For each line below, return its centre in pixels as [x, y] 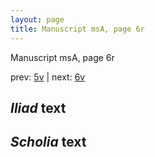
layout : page [37, 19]
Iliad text [38, 107]
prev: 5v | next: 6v [48, 77]
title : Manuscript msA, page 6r [77, 29]
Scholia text [48, 142]
